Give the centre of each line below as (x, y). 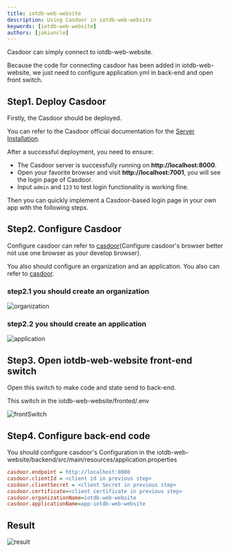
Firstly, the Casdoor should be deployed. (65, 118)
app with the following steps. (48, 208)
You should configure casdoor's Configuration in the (81, 453)
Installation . (23, 139)
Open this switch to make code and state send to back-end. (92, 387)
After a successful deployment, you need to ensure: (80, 152)
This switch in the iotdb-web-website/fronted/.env (78, 401)
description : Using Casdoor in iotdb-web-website (80, 20)
